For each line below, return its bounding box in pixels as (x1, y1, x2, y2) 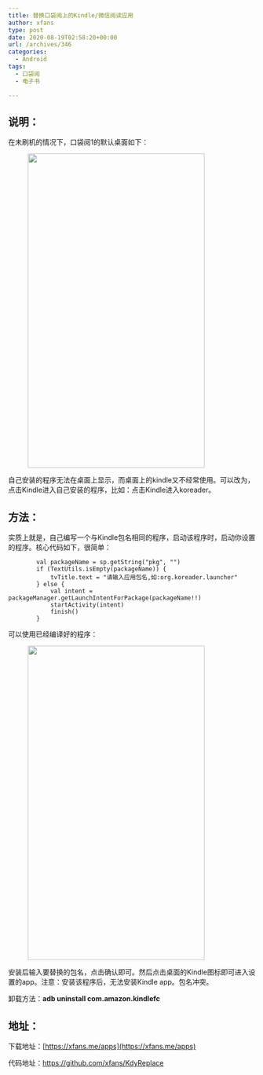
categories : (8, 48, 47, 56)
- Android (15, 56, 47, 64)
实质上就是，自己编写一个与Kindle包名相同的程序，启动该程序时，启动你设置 (8, 533, 256, 542)
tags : (8, 63, 26, 71)
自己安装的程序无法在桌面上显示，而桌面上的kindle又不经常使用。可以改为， (8, 475, 255, 485)
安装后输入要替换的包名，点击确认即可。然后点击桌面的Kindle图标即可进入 (8, 967, 249, 977)
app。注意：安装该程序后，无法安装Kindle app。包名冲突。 (21, 978, 214, 987)
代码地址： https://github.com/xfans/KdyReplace (8, 1058, 164, 1067)
